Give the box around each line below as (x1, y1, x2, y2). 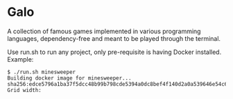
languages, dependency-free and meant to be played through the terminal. (7, 34, 221, 42)
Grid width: (7, 87, 42, 93)
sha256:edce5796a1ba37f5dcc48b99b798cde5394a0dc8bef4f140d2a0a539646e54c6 (7, 80, 228, 87)
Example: (7, 55, 34, 63)
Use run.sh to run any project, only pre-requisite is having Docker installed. (7, 48, 222, 56)
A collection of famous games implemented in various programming (7, 27, 201, 35)
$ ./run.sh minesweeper (7, 69, 76, 75)
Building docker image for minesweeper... (7, 74, 132, 82)
